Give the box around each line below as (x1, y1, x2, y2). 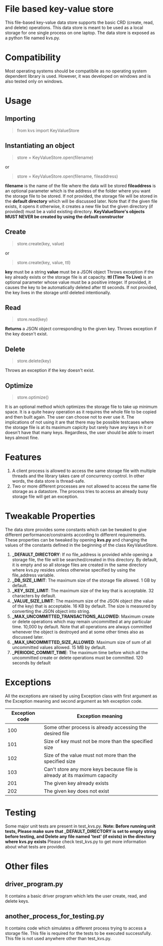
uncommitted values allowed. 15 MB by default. (12, 644, 107, 650)
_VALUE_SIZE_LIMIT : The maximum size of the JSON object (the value (12, 598, 154, 604)
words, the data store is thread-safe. (12, 478, 85, 484)
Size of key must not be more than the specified (43, 738, 153, 744)
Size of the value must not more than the (43, 752, 136, 759)
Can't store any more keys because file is (43, 766, 138, 773)
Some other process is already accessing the (43, 724, 147, 730)
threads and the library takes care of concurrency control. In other (12, 473, 145, 479)
